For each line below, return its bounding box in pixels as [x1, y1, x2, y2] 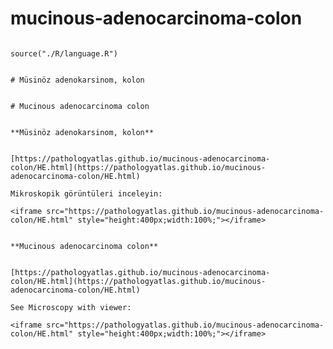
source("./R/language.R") [10, 48, 118, 59]
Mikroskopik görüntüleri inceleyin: [10, 188, 163, 199]
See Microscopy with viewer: [10, 302, 132, 312]
